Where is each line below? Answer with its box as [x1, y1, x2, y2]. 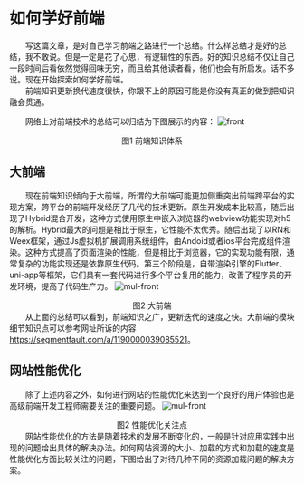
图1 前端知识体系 [121, 135, 183, 146]
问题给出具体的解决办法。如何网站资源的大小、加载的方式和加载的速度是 [24, 441, 295, 453]
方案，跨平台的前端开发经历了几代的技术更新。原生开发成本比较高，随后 [16, 201, 287, 212]
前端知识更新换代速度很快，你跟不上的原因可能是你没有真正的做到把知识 [25, 85, 295, 96]
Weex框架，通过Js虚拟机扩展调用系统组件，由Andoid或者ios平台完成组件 [9, 235, 283, 246]
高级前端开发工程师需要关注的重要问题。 [9, 400, 160, 411]
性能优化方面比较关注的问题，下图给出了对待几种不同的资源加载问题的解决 [9, 453, 287, 464]
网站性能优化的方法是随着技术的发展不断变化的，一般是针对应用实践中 [25, 431, 287, 441]
